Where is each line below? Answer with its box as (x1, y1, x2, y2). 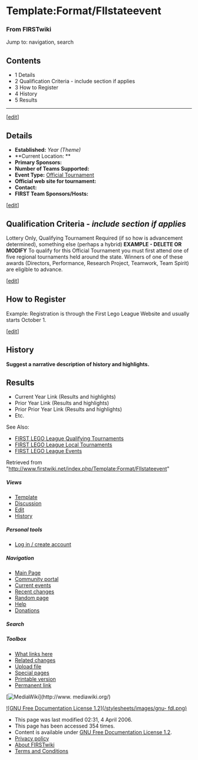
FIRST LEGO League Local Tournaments (14, 441, 113, 448)
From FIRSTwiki (6, 25, 52, 34)
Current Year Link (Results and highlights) (14, 393, 116, 400)
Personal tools (6, 526, 42, 533)
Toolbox (6, 635, 27, 642)
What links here (14, 650, 53, 657)
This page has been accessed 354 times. (14, 722, 115, 729)
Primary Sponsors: (14, 159, 62, 166)
